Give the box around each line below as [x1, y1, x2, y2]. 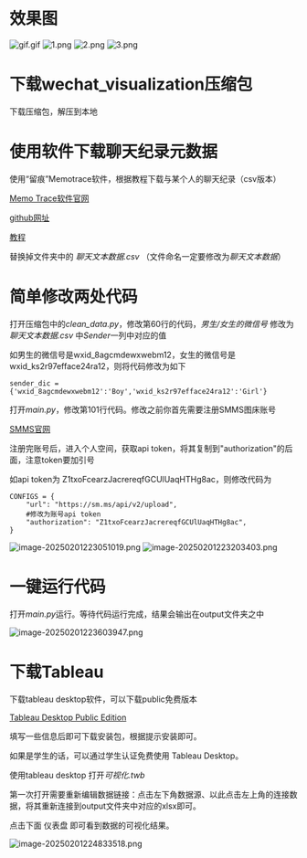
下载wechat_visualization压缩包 [9, 74, 253, 95]
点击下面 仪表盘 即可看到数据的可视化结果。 [9, 820, 175, 831]
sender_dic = [9, 378, 59, 388]
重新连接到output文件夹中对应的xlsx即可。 [40, 800, 201, 811]
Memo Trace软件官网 [9, 193, 90, 204]
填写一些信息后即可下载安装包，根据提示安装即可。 [9, 730, 202, 741]
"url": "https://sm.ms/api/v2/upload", [26, 500, 178, 509]
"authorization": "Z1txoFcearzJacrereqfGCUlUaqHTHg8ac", [26, 517, 248, 526]
